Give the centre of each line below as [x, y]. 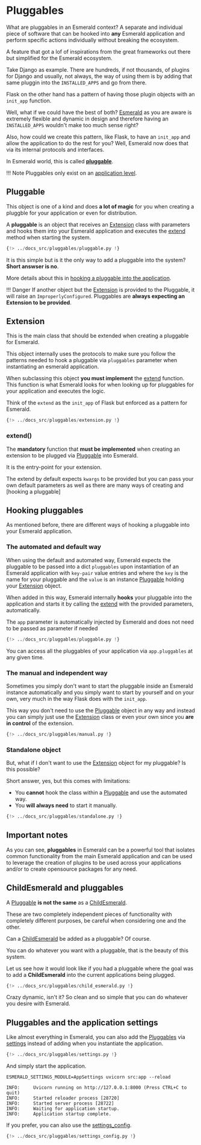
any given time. [25, 657]
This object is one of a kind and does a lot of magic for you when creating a [100, 206]
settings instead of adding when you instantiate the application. [85, 1044]
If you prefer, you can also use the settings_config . [69, 1125]
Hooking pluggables [45, 510]
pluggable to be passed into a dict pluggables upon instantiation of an [93, 566]
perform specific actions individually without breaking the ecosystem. [93, 40]
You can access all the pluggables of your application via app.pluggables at [100, 651]
